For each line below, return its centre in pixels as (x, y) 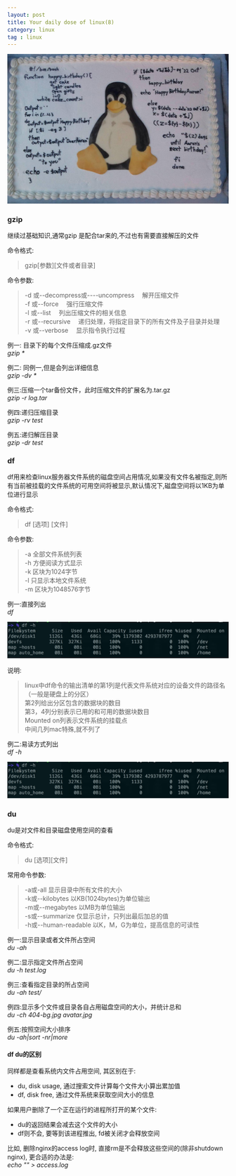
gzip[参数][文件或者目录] (60, 265)
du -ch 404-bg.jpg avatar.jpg (50, 1015)
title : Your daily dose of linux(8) (61, 22)
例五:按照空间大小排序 (39, 1029)
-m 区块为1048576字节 (58, 589)
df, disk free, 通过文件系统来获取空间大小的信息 (86, 1095)
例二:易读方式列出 (33, 744)
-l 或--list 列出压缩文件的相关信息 (76, 313)
